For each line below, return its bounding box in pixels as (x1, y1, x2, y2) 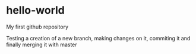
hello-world (6, 4, 65, 17)
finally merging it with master (6, 41, 77, 48)
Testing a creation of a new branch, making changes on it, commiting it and (6, 34, 191, 42)
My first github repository (6, 23, 69, 30)
